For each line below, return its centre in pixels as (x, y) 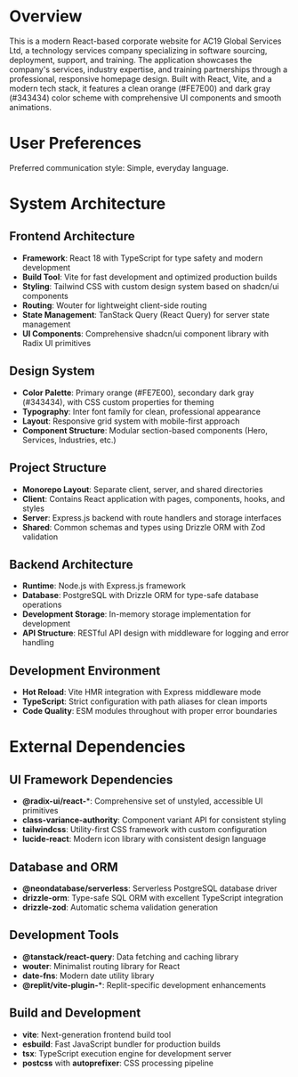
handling (38, 643)
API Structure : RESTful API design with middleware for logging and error (155, 633)
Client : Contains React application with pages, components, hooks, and (153, 498)
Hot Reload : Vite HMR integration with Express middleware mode (141, 692)
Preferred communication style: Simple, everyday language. (119, 167)
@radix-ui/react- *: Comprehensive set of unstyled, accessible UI (142, 801)
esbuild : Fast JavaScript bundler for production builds (121, 1044)
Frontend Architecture (72, 236)
